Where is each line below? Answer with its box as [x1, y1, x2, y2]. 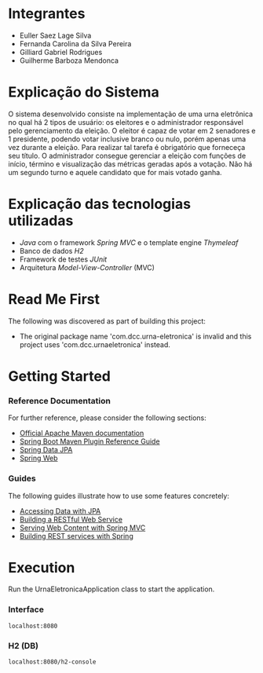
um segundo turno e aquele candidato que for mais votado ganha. [8, 167, 222, 177]
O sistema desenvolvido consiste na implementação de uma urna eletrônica [8, 109, 254, 119]
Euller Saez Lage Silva [19, 31, 92, 40]
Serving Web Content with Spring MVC [19, 523, 146, 532]
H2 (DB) [8, 640, 39, 651]
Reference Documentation [8, 395, 111, 406]
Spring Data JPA [19, 445, 73, 455]
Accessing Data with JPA [19, 506, 101, 515]
